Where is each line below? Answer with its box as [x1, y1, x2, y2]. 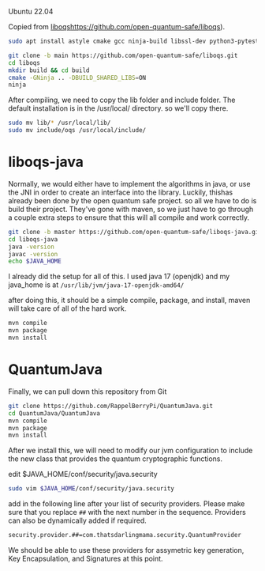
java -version [8, 243, 55, 251]
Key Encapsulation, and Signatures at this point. [8, 554, 163, 563]
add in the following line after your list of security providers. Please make [8, 499, 245, 509]
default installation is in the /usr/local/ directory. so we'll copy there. [8, 104, 229, 113]
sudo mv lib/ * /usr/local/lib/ [8, 119, 111, 127]
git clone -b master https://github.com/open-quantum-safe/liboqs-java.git [8, 228, 263, 236]
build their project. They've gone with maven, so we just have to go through [8, 204, 254, 214]
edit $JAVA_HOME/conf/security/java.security [8, 470, 158, 479]
